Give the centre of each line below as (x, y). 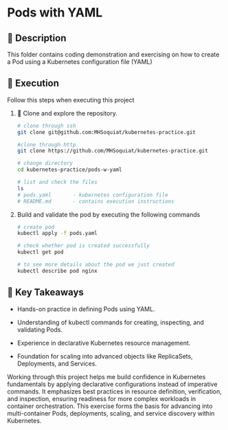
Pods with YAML (55, 13)
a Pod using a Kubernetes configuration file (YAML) (80, 62)
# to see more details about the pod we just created (95, 265)
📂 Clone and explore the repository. (67, 113)
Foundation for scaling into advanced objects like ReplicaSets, (105, 356)
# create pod (36, 227)
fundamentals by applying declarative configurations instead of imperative (112, 384)
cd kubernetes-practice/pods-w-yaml (69, 170)
